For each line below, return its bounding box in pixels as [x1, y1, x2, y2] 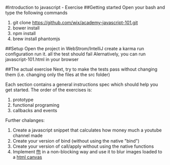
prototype [12, 96, 34, 103]
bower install [12, 25, 40, 31]
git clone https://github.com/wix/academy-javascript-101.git [12, 20, 138, 25]
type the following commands [5, 10, 68, 16]
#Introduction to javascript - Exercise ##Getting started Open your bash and [5, 5, 165, 10]
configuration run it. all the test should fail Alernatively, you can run [5, 51, 146, 57]
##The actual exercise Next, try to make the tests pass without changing [5, 66, 158, 72]
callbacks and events [12, 108, 58, 113]
